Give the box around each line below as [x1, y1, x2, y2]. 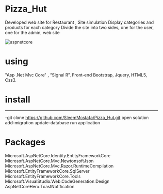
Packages [5, 137, 46, 148]
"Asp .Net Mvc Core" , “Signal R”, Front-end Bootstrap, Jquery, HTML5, [5, 72, 147, 78]
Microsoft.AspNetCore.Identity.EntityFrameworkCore [5, 152, 111, 158]
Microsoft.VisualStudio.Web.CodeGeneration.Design [5, 178, 110, 184]
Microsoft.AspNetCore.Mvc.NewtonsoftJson [5, 158, 94, 164]
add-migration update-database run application [5, 119, 100, 125]
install [5, 94, 31, 105]
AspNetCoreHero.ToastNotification [5, 183, 75, 189]
